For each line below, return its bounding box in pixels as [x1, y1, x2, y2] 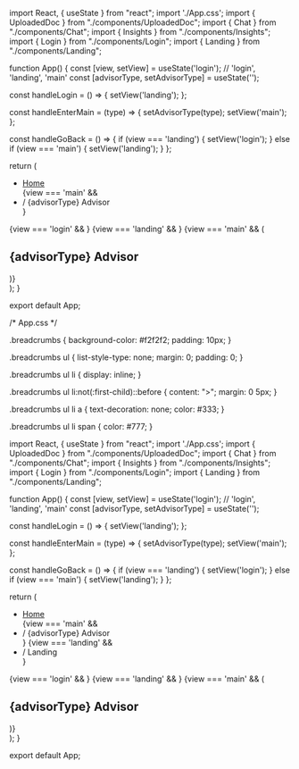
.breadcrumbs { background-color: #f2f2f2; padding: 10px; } [9, 334, 232, 345]
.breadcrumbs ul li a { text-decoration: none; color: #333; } [9, 404, 225, 414]
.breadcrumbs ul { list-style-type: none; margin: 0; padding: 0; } [9, 352, 244, 363]
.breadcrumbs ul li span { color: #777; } [9, 421, 154, 431]
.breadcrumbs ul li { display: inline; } [9, 369, 142, 380]
